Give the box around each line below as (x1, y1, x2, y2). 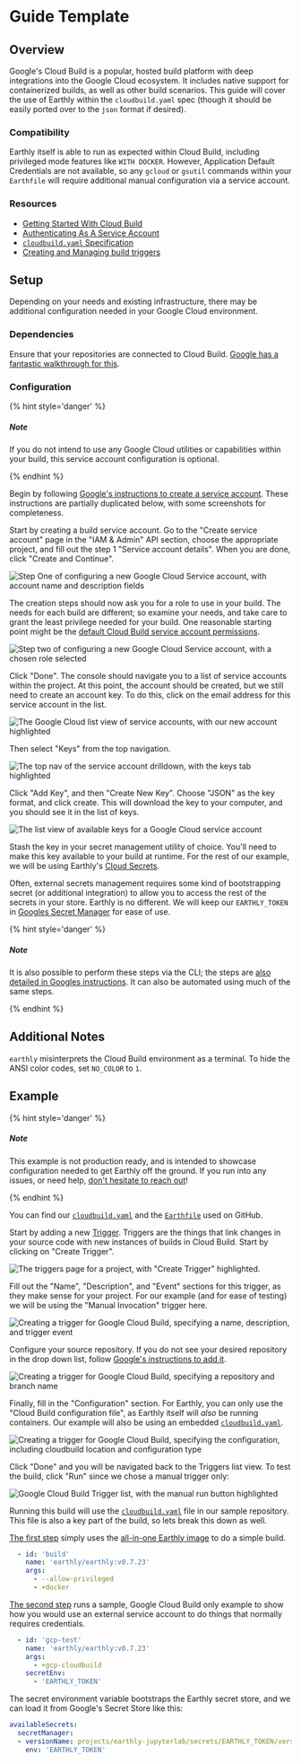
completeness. (9, 507, 64, 517)
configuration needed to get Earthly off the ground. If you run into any (9, 1165, 267, 1176)
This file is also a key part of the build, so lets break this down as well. (9, 1515, 267, 1525)
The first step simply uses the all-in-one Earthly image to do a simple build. (9, 1532, 287, 1543)
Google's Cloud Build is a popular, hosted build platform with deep (9, 65, 254, 76)
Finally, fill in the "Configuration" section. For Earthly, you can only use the (9, 1397, 284, 1409)
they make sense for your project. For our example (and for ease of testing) (9, 1290, 288, 1301)
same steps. (9, 986, 55, 996)
